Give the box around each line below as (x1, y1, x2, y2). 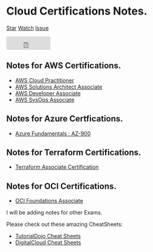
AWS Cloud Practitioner (15, 77, 75, 84)
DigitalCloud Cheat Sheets (15, 239, 81, 247)
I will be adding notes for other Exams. (6, 209, 103, 216)
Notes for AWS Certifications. (6, 61, 121, 71)
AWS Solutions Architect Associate (15, 83, 103, 90)
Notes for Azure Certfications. (6, 114, 123, 124)
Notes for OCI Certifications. (6, 181, 117, 191)
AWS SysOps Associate (15, 96, 75, 103)
